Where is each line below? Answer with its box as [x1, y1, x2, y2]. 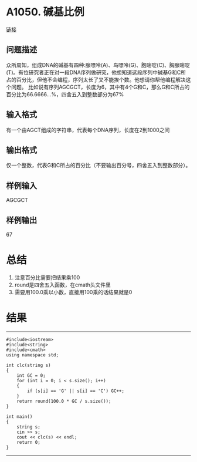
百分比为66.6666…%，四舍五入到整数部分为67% [6, 90, 124, 97]
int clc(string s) [6, 362, 51, 368]
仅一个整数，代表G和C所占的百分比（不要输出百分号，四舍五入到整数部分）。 [6, 162, 191, 169]
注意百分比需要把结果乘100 [14, 274, 80, 281]
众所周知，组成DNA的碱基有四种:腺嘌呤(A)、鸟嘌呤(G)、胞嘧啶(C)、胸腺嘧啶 [6, 61, 191, 68]
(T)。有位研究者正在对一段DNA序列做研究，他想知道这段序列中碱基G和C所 [6, 69, 186, 76]
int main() [6, 413, 33, 420]
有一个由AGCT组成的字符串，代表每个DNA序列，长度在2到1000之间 [6, 126, 170, 133]
